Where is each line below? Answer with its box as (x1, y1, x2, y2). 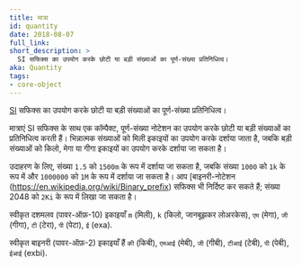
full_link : (9, 38, 50, 48)
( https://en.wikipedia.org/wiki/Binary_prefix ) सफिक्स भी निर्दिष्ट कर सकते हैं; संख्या (9, 181, 281, 191)
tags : (9, 72, 30, 81)
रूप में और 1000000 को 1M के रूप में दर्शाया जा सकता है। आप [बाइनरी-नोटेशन (9, 171, 236, 182)
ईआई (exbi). (9, 247, 48, 258)
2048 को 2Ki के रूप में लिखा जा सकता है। (9, 191, 137, 202)
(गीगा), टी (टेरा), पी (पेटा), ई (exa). (9, 219, 113, 230)
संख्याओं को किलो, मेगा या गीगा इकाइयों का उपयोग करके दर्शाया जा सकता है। (9, 143, 227, 154)
